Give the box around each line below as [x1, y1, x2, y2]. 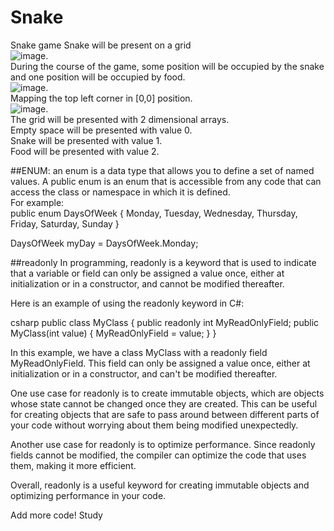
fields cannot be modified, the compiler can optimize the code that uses [10, 449, 307, 461]
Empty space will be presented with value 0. [10, 124, 193, 136]
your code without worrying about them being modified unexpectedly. [10, 419, 299, 431]
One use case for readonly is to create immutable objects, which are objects [10, 387, 325, 399]
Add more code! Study [10, 509, 103, 521]
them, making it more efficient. [10, 459, 137, 471]
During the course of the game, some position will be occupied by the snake [10, 60, 325, 72]
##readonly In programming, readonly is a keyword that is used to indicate [10, 256, 317, 268]
